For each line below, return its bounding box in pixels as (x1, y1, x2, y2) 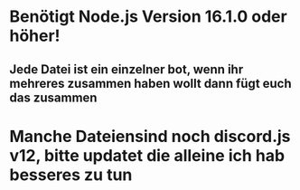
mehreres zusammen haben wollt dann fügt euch (9, 75, 292, 91)
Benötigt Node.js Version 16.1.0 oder (9, 6, 287, 27)
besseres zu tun (9, 165, 133, 185)
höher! (9, 25, 61, 46)
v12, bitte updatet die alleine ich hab (9, 145, 286, 166)
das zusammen (9, 90, 98, 105)
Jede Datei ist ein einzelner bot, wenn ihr (9, 62, 244, 77)
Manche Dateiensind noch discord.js (9, 126, 291, 147)
